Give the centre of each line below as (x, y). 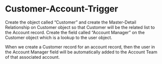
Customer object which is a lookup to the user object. (59, 38)
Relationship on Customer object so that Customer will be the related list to (80, 27)
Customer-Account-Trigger (62, 9)
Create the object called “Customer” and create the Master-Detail (71, 22)
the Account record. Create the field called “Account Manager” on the (75, 32)
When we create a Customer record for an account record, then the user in (80, 47)
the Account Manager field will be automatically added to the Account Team (81, 52)
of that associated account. (32, 57)
